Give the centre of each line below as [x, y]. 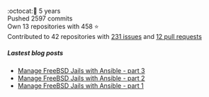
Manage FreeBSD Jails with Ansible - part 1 [80, 86]
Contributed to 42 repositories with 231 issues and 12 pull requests [104, 36]
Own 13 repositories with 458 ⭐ [53, 26]
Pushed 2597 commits [40, 18]
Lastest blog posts [35, 52]
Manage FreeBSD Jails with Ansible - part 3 [81, 70]
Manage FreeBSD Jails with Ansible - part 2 [81, 78]
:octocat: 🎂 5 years [34, 11]
